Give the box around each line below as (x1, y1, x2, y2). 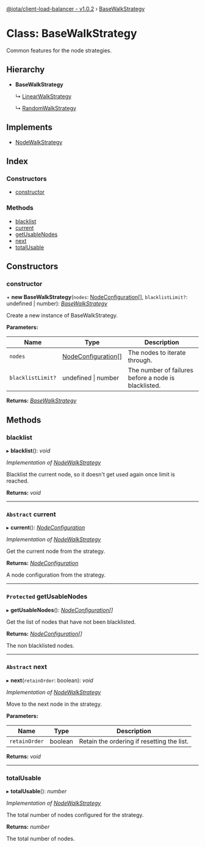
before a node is (128, 374, 175, 382)
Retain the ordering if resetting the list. (79, 737, 189, 745)
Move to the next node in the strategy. (6, 700, 103, 708)
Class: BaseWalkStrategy (6, 27, 137, 40)
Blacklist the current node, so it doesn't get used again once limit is (6, 470, 176, 478)
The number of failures (128, 366, 194, 375)
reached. (6, 477, 29, 484)
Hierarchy (6, 64, 45, 75)
